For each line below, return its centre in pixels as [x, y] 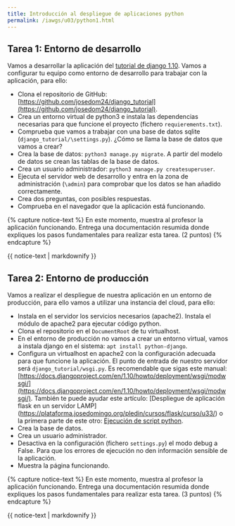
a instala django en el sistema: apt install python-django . [102, 346]
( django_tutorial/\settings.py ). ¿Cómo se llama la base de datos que [120, 139]
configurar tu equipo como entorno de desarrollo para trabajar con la [107, 73]
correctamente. [40, 191]
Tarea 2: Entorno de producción [78, 278]
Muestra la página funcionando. [64, 466]
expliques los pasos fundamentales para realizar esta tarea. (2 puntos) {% [115, 235]
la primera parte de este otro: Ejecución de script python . [100, 421]
